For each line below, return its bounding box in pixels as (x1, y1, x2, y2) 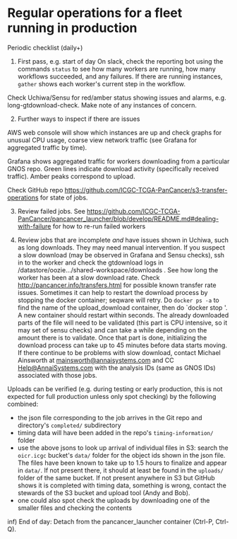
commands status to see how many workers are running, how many (17, 64, 217, 73)
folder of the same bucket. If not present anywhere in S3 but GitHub (17, 473, 215, 482)
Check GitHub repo (7, 185, 63, 194)
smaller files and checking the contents (17, 504, 133, 512)
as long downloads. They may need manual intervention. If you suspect (17, 243, 226, 252)
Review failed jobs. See (17, 207, 86, 215)
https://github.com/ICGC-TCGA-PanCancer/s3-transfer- (64, 185, 228, 194)
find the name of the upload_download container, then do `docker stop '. (17, 303, 228, 312)
